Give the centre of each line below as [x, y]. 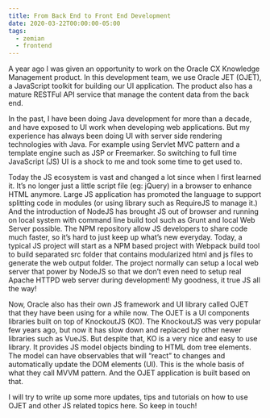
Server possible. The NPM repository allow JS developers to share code [128, 229]
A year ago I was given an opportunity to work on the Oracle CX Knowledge [134, 69]
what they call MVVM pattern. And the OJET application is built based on [129, 373]
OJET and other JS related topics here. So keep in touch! [103, 406]
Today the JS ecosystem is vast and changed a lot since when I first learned [135, 178]
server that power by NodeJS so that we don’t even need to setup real [125, 272]
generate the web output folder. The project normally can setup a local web [134, 263]
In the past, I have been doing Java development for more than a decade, [130, 119]
